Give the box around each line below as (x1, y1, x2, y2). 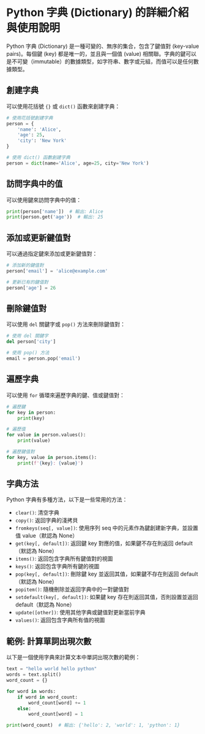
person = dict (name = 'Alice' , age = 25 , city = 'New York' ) (6, 160, 149, 166)
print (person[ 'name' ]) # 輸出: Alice (6, 208, 103, 215)
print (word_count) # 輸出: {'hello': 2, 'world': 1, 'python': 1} (6, 722, 181, 728)
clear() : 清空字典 (15, 509, 59, 516)
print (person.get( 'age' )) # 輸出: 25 (6, 214, 103, 220)
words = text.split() (6, 671, 62, 678)
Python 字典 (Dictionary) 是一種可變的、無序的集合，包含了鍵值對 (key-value (6, 42, 199, 50)
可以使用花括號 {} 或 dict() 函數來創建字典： (6, 102, 121, 110)
